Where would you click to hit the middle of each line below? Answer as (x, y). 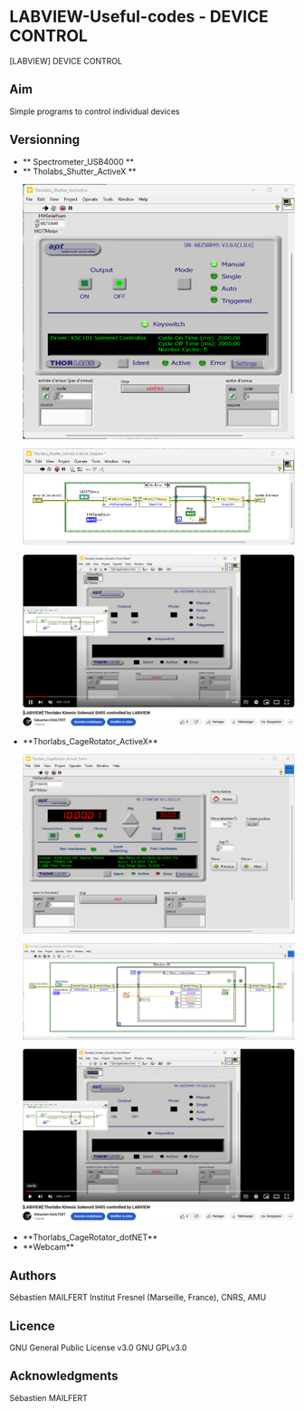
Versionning (44, 140)
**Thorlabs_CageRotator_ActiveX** (90, 741)
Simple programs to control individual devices (95, 111)
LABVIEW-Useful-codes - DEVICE (139, 17)
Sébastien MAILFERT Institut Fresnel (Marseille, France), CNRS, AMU (138, 1298)
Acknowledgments (64, 1376)
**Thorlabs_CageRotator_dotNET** (90, 1237)
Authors (33, 1276)
